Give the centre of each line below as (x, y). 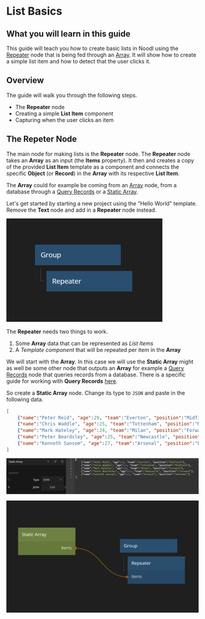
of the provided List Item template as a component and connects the (93, 166)
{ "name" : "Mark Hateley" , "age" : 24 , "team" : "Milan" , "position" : (101, 431)
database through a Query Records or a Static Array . (72, 191)
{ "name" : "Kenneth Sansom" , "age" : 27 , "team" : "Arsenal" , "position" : (106, 443)
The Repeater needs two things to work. (57, 331)
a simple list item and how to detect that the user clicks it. (78, 61)
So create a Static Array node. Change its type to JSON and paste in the (96, 393)
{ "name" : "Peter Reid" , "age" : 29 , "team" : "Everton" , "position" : (101, 418)
